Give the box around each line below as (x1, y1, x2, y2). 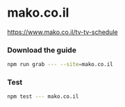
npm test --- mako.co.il (7, 93, 79, 100)
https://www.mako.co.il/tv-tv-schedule (7, 28, 118, 36)
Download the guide (7, 45, 76, 55)
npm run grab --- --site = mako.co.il (7, 61, 113, 68)
